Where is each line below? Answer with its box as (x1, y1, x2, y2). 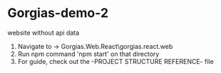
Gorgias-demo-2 (7, 5, 109, 21)
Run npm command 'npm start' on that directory (17, 50, 160, 58)
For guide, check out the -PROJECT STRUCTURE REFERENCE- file (17, 57, 214, 65)
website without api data (7, 28, 80, 37)
